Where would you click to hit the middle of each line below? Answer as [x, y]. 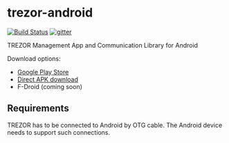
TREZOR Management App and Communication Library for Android [103, 45]
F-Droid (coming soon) [50, 86]
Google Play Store [43, 72]
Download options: [34, 58]
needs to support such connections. [59, 132]
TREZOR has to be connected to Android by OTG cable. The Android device [115, 125]
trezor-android [50, 13]
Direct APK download [47, 79]
